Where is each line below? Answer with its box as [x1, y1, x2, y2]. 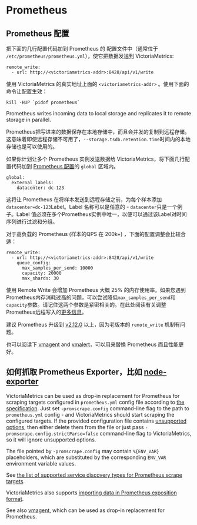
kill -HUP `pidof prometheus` [6, 99, 81, 105]
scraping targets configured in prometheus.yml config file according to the [6, 398, 185, 406]
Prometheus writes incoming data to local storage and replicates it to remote [6, 110, 192, 117]
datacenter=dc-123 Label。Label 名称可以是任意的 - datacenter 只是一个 [6, 204, 178, 210]
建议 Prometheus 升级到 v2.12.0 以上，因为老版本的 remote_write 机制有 [6, 321, 181, 328]
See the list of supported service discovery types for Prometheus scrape [6, 471, 182, 479]
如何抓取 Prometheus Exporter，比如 [6, 367, 142, 377]
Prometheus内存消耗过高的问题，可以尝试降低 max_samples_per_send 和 [6, 294, 176, 301]
